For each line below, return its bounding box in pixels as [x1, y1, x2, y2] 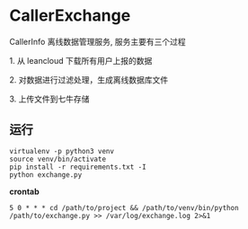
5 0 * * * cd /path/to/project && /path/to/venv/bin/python [9, 203, 240, 212]
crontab [9, 186, 40, 197]
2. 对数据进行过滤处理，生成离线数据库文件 [9, 74, 169, 85]
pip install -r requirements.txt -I [9, 163, 146, 172]
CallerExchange [9, 5, 131, 26]
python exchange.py [9, 170, 83, 180]
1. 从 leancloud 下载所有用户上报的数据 [9, 55, 153, 66]
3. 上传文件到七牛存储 [9, 93, 90, 104]
